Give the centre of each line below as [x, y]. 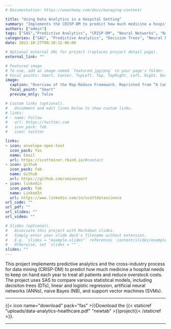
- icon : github [21, 165]
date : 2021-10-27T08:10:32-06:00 [41, 43]
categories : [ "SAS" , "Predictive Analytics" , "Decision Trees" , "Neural [84, 38]
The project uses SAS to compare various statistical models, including [79, 280]
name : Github [24, 174]
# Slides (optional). [28, 226]
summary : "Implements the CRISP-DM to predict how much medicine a [78, 24]
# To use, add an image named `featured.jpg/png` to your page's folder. [85, 71]
